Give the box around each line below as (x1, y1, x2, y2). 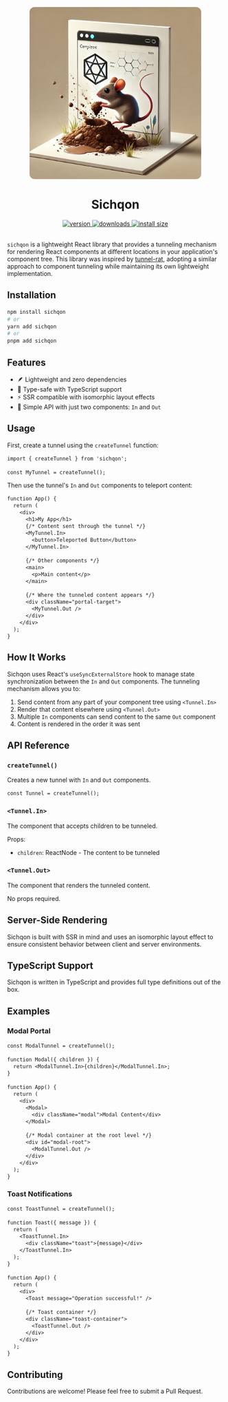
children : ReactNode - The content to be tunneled (16, 848, 160, 856)
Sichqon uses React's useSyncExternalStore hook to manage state (7, 670, 195, 678)
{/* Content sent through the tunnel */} (25, 522, 146, 529)
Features (7, 357, 46, 368)
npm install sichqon (7, 308, 67, 315)
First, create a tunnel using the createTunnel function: (7, 440, 159, 449)
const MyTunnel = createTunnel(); (7, 469, 106, 476)
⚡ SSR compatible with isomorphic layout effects (16, 392, 155, 401)
